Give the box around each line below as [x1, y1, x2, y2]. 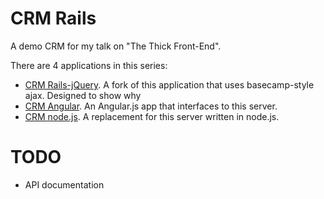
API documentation [24, 178, 105, 191]
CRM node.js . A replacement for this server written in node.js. [24, 110, 280, 122]
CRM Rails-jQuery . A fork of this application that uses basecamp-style [24, 78, 315, 91]
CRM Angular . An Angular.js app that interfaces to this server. [24, 100, 278, 112]
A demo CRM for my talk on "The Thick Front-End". [10, 40, 222, 52]
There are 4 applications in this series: [10, 59, 168, 71]
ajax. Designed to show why [24, 89, 142, 101]
